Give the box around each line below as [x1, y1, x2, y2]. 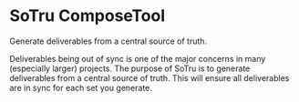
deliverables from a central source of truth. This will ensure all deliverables [9, 72, 290, 83]
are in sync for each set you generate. [9, 82, 153, 93]
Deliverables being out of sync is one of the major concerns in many [9, 53, 266, 64]
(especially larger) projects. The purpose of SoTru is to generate [9, 63, 251, 74]
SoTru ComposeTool [9, 5, 166, 26]
